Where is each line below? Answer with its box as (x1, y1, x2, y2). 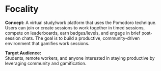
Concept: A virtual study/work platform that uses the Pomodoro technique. (5, 20, 157, 25)
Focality (5, 3, 39, 15)
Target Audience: (5, 50, 42, 56)
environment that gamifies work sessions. (5, 40, 90, 46)
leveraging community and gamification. (5, 60, 87, 66)
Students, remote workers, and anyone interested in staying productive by (5, 55, 155, 61)
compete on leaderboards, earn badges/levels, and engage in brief (5, 30, 141, 36)
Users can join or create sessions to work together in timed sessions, (5, 24, 145, 30)
